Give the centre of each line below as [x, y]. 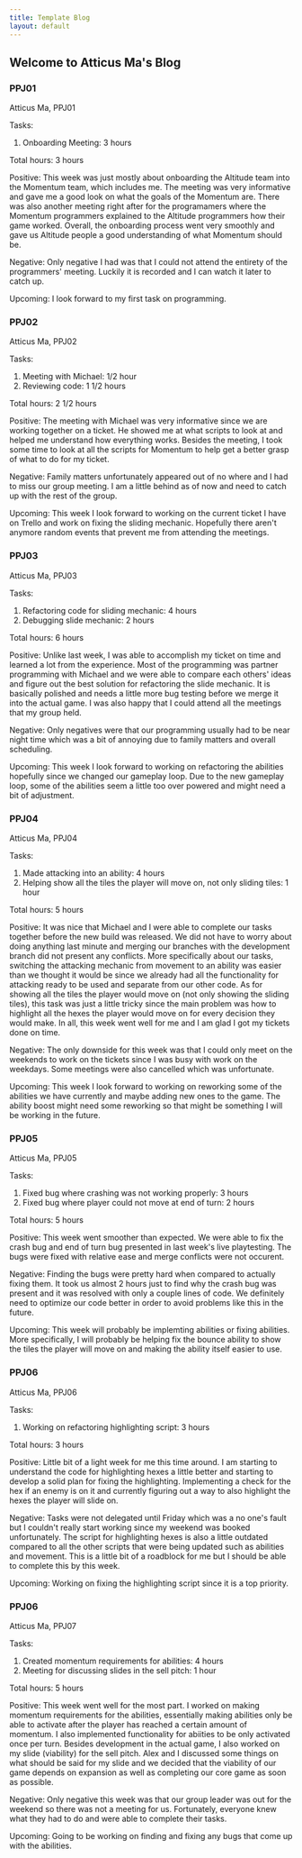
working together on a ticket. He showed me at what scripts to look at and [146, 431]
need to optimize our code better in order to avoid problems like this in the [147, 1303]
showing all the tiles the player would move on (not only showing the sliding [149, 994]
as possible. [31, 1781]
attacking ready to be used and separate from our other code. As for [136, 985]
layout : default [40, 26]
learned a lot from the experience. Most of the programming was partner [144, 664]
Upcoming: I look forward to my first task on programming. [118, 299]
